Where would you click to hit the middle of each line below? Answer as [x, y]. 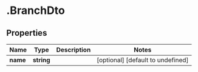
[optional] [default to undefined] [142, 60]
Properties [27, 33]
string [41, 60]
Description [73, 50]
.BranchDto [36, 11]
